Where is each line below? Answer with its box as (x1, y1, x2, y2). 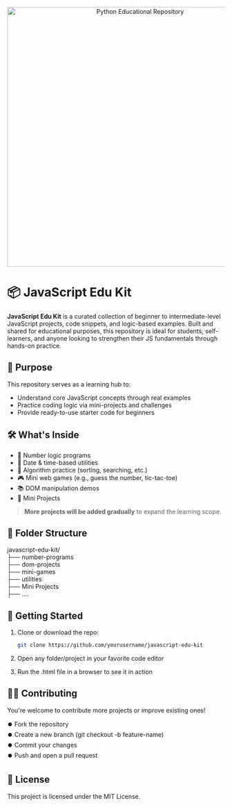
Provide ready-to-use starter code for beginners (17, 408, 155, 416)
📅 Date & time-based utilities (17, 458, 99, 467)
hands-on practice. (7, 342, 62, 350)
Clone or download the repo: (17, 628, 99, 637)
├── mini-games (7, 568, 56, 576)
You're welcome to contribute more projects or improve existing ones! (7, 706, 206, 714)
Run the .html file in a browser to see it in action (17, 668, 153, 676)
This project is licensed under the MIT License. (7, 792, 141, 800)
